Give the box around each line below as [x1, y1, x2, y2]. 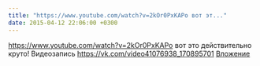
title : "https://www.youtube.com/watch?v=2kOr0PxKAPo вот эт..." [8, 11, 227, 20]
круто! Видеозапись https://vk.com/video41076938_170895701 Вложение [8, 49, 251, 58]
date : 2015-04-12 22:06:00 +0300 [8, 19, 118, 27]
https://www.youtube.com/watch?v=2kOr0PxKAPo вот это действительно [8, 40, 252, 49]
